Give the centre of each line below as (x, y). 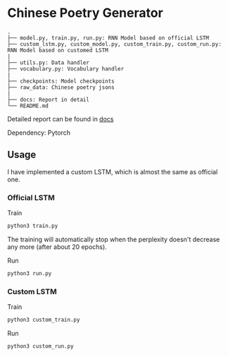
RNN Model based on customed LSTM (58, 50)
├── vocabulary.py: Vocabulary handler (66, 68)
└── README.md (28, 106)
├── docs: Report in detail (49, 99)
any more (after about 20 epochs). (57, 247)
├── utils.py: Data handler (49, 62)
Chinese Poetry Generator (85, 13)
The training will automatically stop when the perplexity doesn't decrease (114, 239)
